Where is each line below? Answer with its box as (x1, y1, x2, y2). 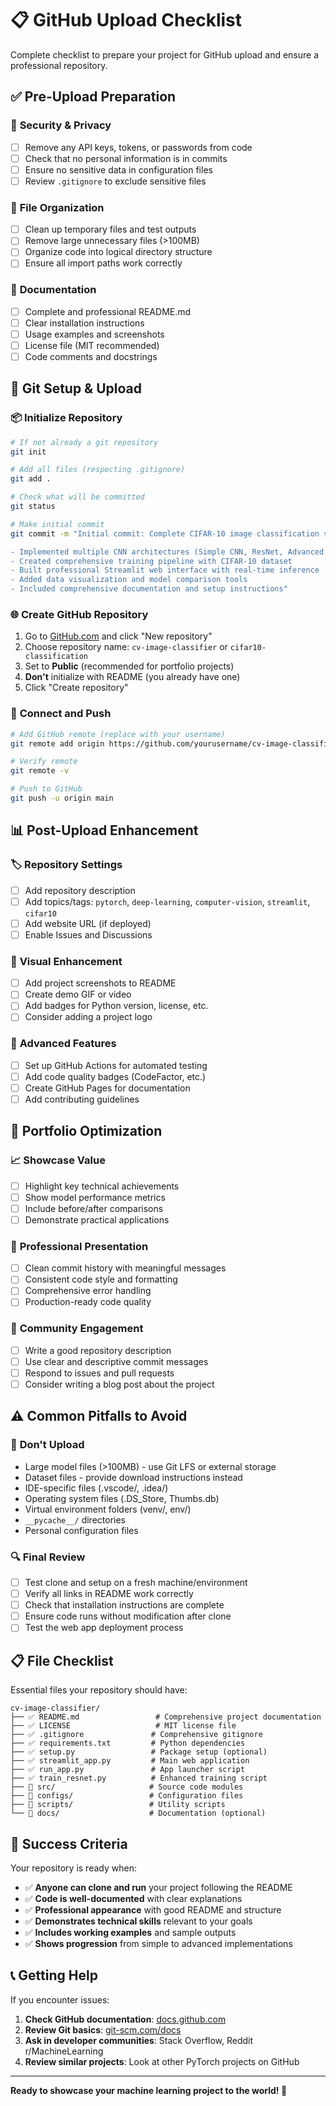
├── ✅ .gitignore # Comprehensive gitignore (10, 1730, 263, 1740)
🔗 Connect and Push (10, 707, 112, 721)
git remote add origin (10, 738, 105, 749)
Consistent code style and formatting (24, 1273, 178, 1286)
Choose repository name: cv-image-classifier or (24, 641, 228, 653)
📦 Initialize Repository (10, 411, 123, 425)
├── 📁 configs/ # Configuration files (10, 1791, 244, 1801)
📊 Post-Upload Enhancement (10, 822, 199, 839)
